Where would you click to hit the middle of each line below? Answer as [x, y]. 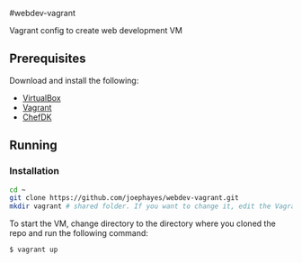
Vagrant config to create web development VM [96, 30]
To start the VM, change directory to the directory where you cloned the [142, 223]
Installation [35, 171]
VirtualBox [41, 97]
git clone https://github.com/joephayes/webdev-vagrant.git [124, 198]
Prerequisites [48, 59]
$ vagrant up [34, 250]
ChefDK [37, 117]
